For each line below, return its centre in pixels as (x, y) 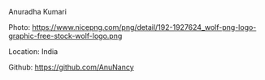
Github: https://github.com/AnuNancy (71, 67)
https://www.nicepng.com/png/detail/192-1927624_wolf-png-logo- (144, 27)
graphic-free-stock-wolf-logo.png (65, 36)
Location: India (33, 51)
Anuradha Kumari (38, 12)
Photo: (20, 27)
